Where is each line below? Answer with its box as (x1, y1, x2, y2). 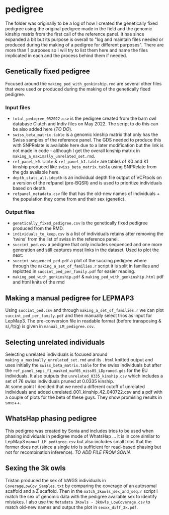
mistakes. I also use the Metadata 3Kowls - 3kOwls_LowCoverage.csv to (5, 499, 150, 505)
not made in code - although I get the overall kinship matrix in (12, 148, 140, 154)
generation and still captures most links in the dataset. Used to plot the (12, 247, 159, 253)
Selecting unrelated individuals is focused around (5, 351, 108, 357)
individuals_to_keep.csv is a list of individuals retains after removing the (12, 231, 164, 237)
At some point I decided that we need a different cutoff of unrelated (5, 383, 145, 390)
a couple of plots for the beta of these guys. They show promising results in (5, 394, 162, 400)
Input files (5, 104, 31, 111)
